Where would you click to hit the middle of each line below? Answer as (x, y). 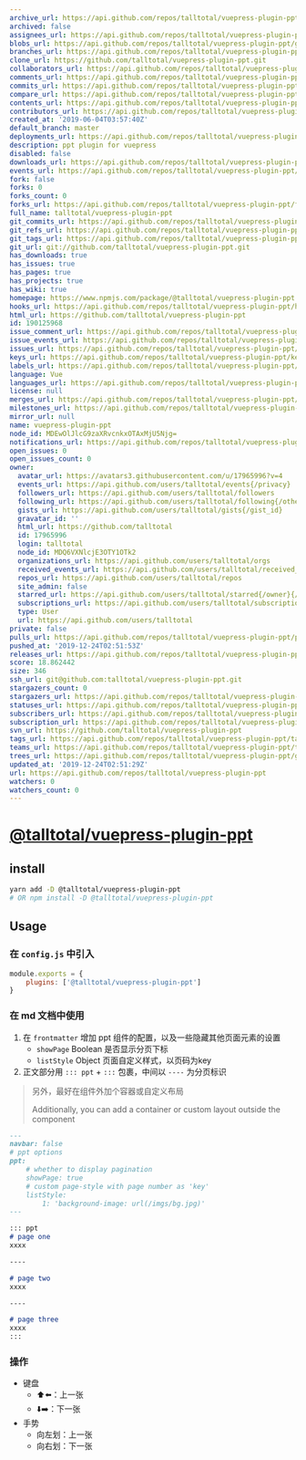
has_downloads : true (49, 255)
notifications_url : (46, 442)
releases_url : (36, 654)
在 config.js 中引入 (52, 954)
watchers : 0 (32, 781)
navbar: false (36, 1144)
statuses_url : (36, 705)
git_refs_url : (36, 230)
